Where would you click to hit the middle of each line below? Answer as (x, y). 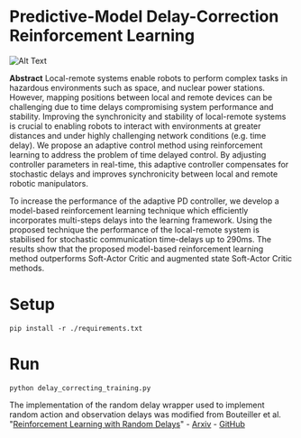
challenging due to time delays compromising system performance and (141, 106)
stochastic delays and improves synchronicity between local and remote (144, 174)
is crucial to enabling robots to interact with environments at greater (135, 126)
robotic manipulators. (49, 183)
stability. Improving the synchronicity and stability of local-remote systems (148, 116)
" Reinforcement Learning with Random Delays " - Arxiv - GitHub (128, 424)
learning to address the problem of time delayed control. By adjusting (138, 154)
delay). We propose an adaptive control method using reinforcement (136, 145)
